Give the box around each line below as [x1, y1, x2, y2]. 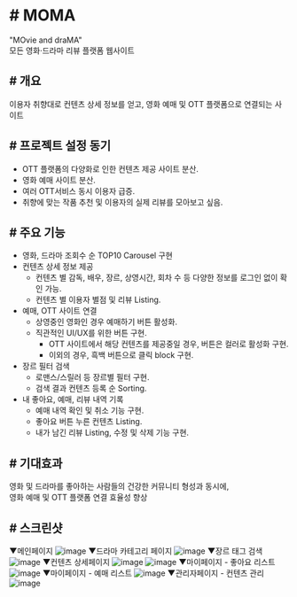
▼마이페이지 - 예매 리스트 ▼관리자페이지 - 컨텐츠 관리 [43, 568, 264, 578]
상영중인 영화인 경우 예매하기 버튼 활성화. [35, 316, 178, 328]
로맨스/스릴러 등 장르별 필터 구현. [35, 372, 150, 383]
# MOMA [9, 5, 76, 26]
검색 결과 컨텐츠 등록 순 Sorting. [35, 383, 147, 394]
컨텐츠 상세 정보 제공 [21, 261, 94, 272]
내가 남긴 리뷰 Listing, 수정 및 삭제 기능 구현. [35, 427, 189, 438]
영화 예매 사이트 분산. [21, 174, 96, 185]
